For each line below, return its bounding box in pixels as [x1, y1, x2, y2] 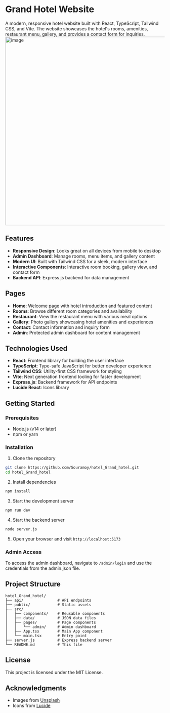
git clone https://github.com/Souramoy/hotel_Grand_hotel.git [5, 465, 139, 470]
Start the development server [12, 497, 74, 504]
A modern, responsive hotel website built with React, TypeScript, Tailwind [5, 20, 159, 26]
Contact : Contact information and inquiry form [12, 324, 110, 330]
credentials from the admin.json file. [5, 565, 80, 571]
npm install [5, 489, 30, 494]
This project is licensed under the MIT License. [5, 669, 103, 675]
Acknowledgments [5, 684, 67, 693]
